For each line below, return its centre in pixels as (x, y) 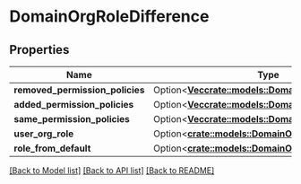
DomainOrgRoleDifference (109, 17)
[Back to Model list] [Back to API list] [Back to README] (112, 171)
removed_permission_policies (79, 90)
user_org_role (44, 134)
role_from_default (52, 148)
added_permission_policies (74, 105)
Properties (39, 50)
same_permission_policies (72, 119)
